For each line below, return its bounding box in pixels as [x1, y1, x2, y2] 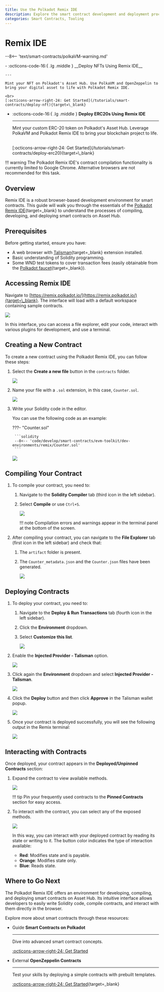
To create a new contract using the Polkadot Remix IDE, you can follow [5, 353, 147, 360]
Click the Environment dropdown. [19, 624, 88, 630]
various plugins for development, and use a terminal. [5, 326, 111, 332]
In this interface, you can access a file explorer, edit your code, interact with [5, 321, 158, 327]
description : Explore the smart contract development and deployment [5, 12, 150, 17]
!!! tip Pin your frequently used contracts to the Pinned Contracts [12, 794, 143, 800]
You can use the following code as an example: [12, 415, 107, 421]
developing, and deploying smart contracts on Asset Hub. [5, 213, 121, 219]
